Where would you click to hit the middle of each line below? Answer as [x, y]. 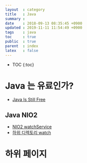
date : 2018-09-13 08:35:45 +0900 [44, 23]
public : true [21, 42]
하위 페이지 [26, 154]
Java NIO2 [21, 115]
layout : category [25, 10]
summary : [15, 19]
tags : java [21, 32]
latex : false [22, 50]
